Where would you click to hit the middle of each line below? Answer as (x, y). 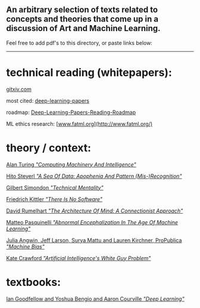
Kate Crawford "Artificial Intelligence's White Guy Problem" (79, 258)
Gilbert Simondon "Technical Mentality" (55, 187)
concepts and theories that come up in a (82, 19)
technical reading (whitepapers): (89, 73)
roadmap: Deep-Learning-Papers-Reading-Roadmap (71, 112)
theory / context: (49, 148)
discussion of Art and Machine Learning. (83, 28)
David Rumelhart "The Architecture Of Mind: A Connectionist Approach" (95, 211)
